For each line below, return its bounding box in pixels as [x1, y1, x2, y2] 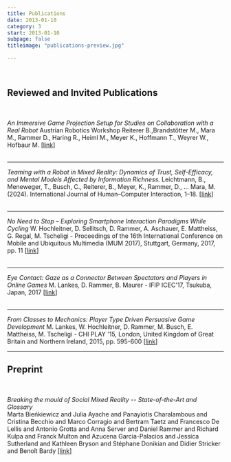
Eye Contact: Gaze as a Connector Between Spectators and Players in [7, 273, 208, 281]
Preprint [7, 363, 43, 376]
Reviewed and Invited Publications [7, 87, 158, 99]
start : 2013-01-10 [7, 29, 60, 37]
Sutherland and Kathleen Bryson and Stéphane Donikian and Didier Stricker [7, 439, 221, 448]
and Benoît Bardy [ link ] [7, 446, 72, 455]
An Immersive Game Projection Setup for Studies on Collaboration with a [7, 119, 214, 127]
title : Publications [7, 10, 67, 17]
